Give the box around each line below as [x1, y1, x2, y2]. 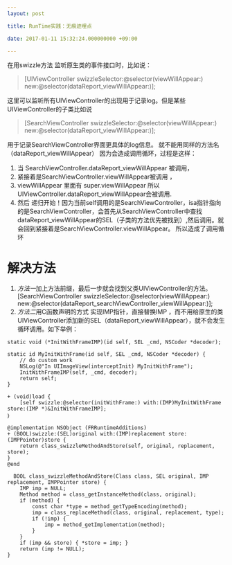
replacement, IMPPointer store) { [7, 479, 107, 486]
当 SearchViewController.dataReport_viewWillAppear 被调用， [17, 164, 194, 172]
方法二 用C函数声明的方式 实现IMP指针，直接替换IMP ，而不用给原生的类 [17, 307, 224, 316]
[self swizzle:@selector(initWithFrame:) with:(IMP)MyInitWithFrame [19, 400, 222, 406]
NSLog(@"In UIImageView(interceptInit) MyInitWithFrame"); [19, 363, 194, 370]
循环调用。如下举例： [17, 325, 78, 333]
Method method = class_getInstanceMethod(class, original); [19, 491, 197, 499]
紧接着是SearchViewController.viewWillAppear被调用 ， [17, 172, 176, 181]
